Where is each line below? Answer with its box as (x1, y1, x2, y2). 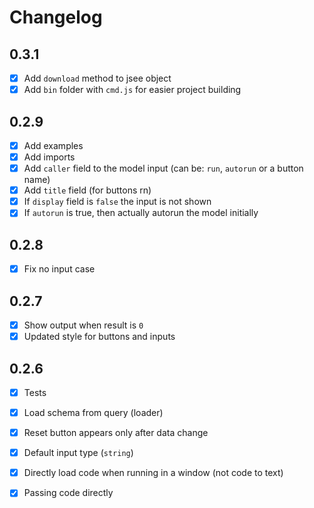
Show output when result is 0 (23, 319, 144, 331)
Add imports (23, 151, 76, 163)
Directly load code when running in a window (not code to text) (23, 467, 284, 479)
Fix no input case (23, 263, 96, 275)
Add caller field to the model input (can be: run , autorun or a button (23, 162, 304, 175)
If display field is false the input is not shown (23, 196, 212, 208)
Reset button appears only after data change (23, 427, 209, 439)
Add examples (23, 139, 84, 151)
